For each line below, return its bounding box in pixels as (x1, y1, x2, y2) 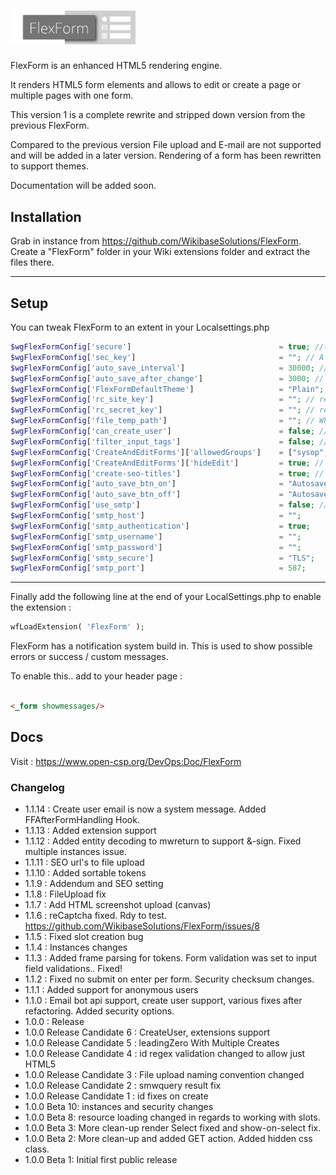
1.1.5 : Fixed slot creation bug (24, 931, 144, 943)
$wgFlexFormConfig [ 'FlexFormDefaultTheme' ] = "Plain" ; (10, 384, 325, 394)
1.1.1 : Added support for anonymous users (24, 984, 199, 996)
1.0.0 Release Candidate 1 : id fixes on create (24, 1090, 209, 1102)
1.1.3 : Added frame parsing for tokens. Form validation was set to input (24, 952, 317, 964)
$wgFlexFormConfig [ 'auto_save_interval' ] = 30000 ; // (10, 363, 329, 373)
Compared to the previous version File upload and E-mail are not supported (10, 139, 322, 151)
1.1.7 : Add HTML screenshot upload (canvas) (24, 899, 212, 911)
